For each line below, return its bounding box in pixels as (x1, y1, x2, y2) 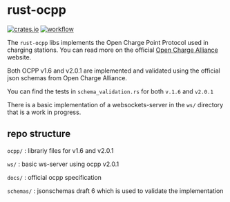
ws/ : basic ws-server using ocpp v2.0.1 (7, 160, 119, 168)
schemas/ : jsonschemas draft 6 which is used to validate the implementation (7, 186, 224, 195)
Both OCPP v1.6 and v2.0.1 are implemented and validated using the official (7, 66, 220, 75)
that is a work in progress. (7, 108, 82, 116)
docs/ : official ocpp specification (7, 173, 102, 181)
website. (7, 53, 32, 61)
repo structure (7, 128, 71, 140)
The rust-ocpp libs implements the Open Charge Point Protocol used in (7, 38, 209, 46)
